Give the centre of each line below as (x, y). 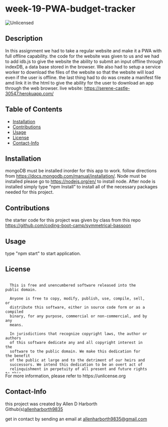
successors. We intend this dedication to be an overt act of (76, 365)
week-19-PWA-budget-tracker (70, 9)
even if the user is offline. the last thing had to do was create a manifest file (83, 77)
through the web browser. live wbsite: (44, 88)
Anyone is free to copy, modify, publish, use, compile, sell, (77, 298)
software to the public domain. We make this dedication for (75, 351)
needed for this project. (29, 192)
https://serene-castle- (107, 88)
